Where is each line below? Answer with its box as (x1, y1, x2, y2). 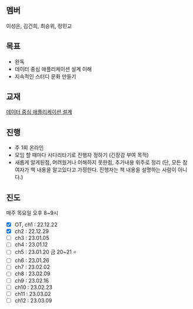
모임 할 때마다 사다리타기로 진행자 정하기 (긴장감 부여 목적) (14, 152, 149, 159)
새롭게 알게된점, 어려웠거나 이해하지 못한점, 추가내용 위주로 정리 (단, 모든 (14, 159, 181, 166)
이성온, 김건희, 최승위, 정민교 (6, 22, 72, 29)
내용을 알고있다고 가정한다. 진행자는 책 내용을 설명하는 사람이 (36, 166, 177, 173)
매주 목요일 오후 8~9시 (6, 209, 59, 216)
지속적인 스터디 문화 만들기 (14, 73, 76, 80)
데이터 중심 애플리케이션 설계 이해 (14, 65, 92, 73)
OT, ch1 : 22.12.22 (14, 221, 58, 228)
